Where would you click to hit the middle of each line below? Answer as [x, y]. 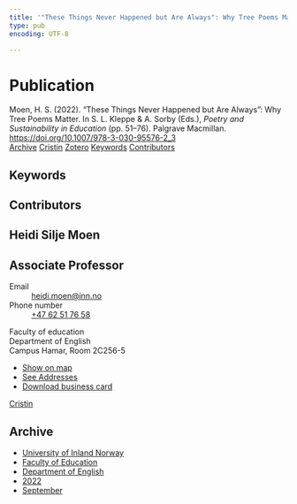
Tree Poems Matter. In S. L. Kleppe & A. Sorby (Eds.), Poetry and [127, 119]
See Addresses [49, 378]
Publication [52, 85]
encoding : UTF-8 [39, 34]
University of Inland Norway [73, 453]
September [42, 491]
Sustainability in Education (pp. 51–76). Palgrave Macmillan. [118, 128]
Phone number [36, 305]
